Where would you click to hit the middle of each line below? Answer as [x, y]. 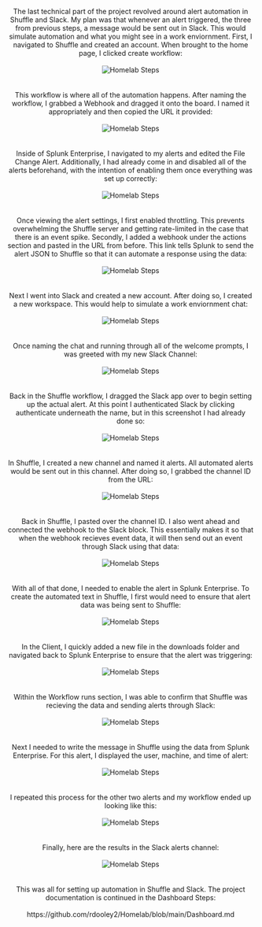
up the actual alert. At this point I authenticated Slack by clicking [131, 404]
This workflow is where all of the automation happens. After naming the [131, 95]
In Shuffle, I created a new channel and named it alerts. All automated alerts [131, 463]
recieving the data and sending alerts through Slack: [131, 705]
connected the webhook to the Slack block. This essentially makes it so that [131, 530]
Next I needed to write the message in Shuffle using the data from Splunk [131, 747]
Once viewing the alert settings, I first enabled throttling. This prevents [131, 220]
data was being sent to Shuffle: [131, 605]
